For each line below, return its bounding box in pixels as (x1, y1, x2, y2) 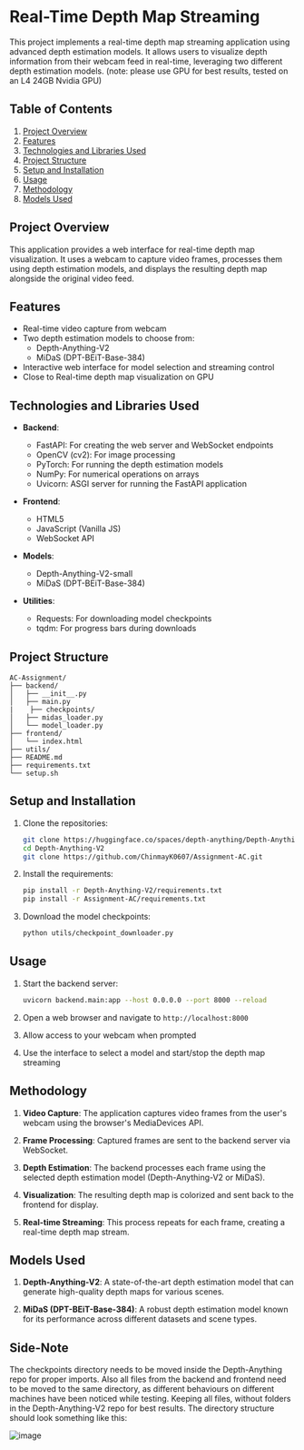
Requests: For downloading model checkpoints (35, 613, 212, 624)
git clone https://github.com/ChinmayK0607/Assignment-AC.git (22, 852, 263, 861)
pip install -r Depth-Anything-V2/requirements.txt (22, 886, 222, 895)
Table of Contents (9, 102, 113, 117)
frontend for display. (22, 1199, 99, 1210)
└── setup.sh (9, 769, 59, 778)
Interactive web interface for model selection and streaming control (22, 362, 275, 373)
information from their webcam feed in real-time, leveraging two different (9, 55, 283, 66)
